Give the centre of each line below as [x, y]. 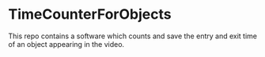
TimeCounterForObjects [90, 14]
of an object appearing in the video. [66, 44]
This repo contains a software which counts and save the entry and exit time [132, 36]
